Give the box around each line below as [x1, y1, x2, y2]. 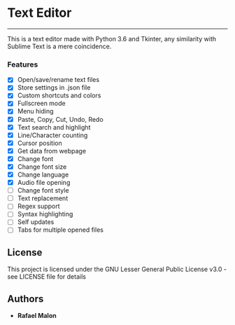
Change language [17, 170, 69, 179]
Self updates [17, 218, 55, 226]
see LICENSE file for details [7, 272, 86, 281]
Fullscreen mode [17, 99, 66, 108]
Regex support [17, 202, 61, 211]
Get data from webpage [17, 146, 86, 155]
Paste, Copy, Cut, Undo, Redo [17, 115, 104, 123]
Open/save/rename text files [17, 76, 100, 84]
